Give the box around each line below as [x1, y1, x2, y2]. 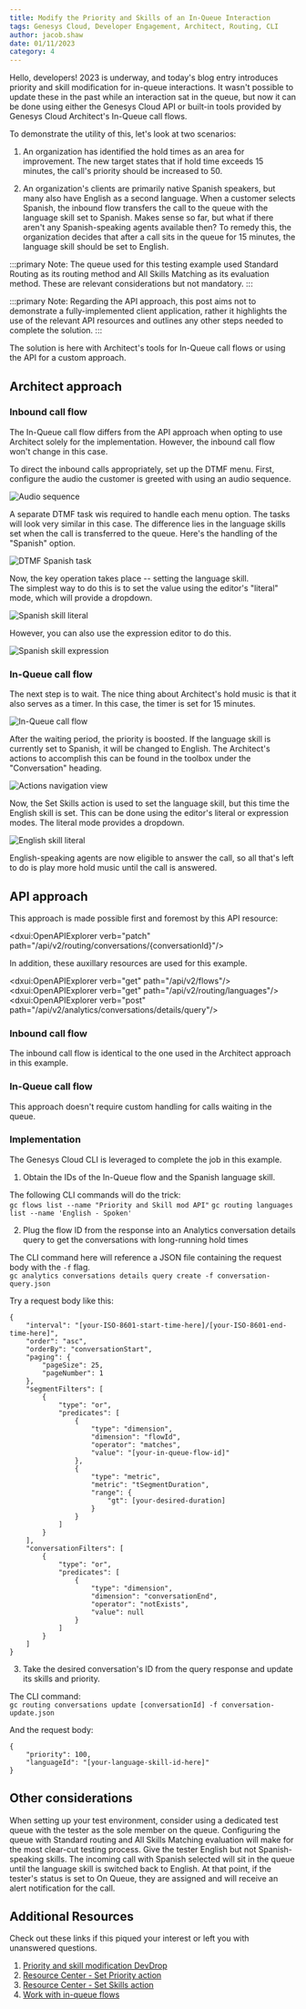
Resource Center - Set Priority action [22, 1970, 162, 1981]
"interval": [25, 1321, 71, 1330]
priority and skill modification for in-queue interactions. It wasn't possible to [9, 82, 294, 93]
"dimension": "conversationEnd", [90, 1591, 219, 1601]
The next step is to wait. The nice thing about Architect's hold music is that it [9, 688, 297, 699]
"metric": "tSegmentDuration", [90, 1480, 209, 1489]
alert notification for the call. [9, 1882, 116, 1893]
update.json [9, 1708, 55, 1718]
